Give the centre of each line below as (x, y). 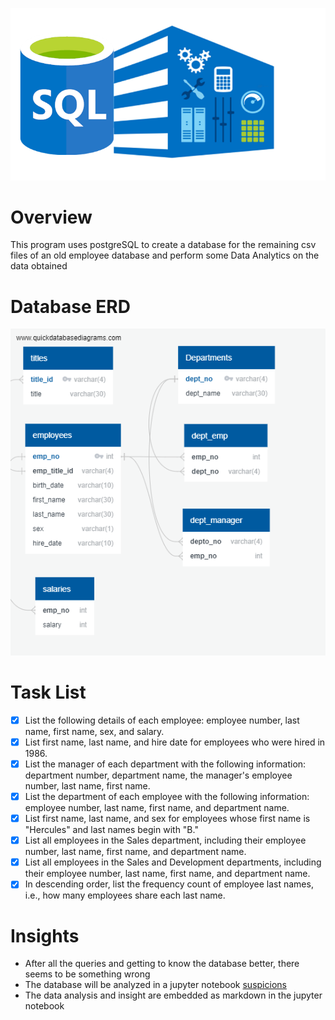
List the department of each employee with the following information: (167, 796)
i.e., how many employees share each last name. (125, 895)
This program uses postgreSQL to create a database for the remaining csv (163, 245)
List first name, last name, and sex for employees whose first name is (167, 819)
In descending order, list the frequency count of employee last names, (169, 884)
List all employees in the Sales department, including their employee (165, 840)
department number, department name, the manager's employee (158, 775)
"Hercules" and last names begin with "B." (111, 830)
